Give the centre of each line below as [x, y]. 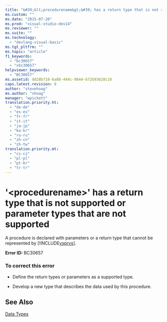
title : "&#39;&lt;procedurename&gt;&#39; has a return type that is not [82, 10]
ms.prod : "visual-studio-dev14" [39, 24]
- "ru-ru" [20, 135]
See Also [19, 302]
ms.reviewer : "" [22, 28]
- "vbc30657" [23, 65]
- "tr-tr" [20, 168]
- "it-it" [20, 121]
